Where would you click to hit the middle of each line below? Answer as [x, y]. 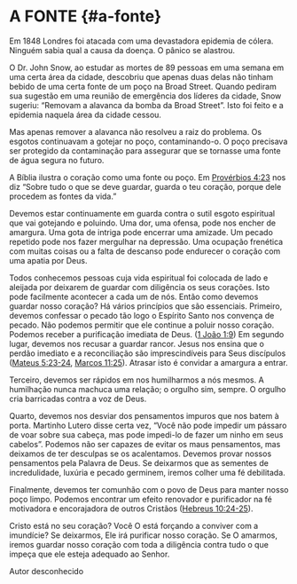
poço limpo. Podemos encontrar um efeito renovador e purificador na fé [141, 499]
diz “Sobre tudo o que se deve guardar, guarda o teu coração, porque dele [145, 186]
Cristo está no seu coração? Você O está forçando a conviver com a [134, 525]
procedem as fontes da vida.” [63, 196]
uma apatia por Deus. [48, 260]
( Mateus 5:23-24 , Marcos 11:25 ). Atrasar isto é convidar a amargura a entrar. [148, 362]
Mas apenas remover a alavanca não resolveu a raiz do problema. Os [136, 131]
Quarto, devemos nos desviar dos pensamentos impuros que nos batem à [144, 415]
